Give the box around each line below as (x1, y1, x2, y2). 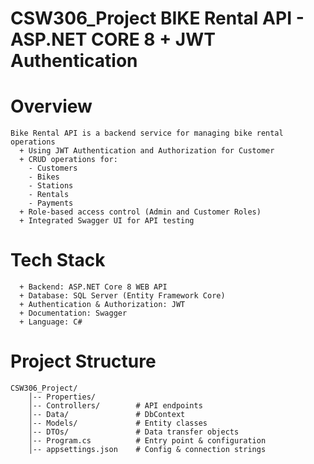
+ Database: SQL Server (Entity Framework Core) (19, 291, 226, 301)
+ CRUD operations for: (19, 155, 118, 165)
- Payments (28, 198, 74, 209)
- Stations (28, 181, 74, 191)
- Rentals (28, 190, 70, 200)
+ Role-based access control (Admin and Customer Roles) (19, 207, 262, 217)
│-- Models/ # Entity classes (28, 418, 208, 428)
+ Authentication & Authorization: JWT (19, 300, 186, 310)
